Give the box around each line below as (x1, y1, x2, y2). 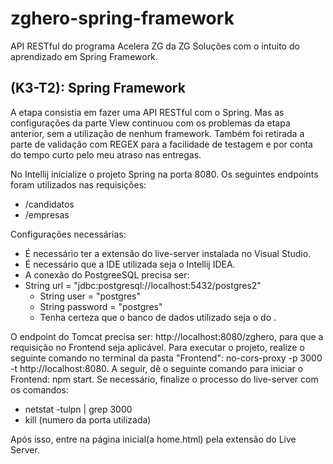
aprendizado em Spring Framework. (10, 50, 158, 62)
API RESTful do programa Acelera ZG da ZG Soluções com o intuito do (10, 40, 300, 52)
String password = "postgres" (39, 300, 163, 312)
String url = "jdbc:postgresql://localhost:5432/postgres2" (24, 279, 262, 291)
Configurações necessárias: (10, 228, 127, 240)
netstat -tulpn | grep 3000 (24, 403, 133, 415)
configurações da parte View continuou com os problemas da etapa (10, 117, 291, 129)
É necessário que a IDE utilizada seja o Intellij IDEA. (24, 258, 236, 270)
